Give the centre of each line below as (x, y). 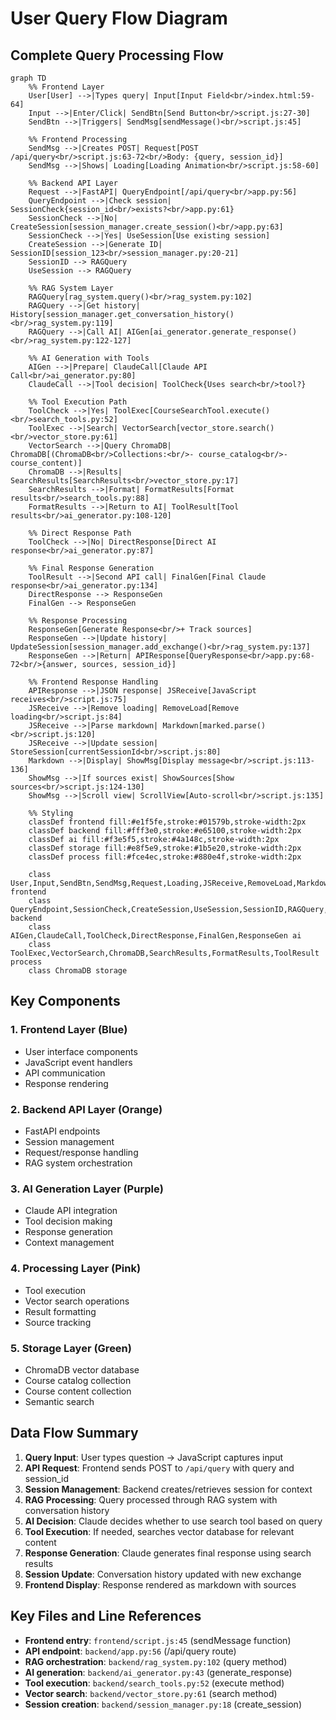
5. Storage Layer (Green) (71, 1348)
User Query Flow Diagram (119, 18)
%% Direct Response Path (80, 533)
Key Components (65, 1001)
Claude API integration (71, 1211)
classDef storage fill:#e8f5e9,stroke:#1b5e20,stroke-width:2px (165, 848)
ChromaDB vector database (82, 1369)
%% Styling (51, 813)
